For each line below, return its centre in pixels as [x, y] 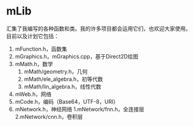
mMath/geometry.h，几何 [56, 71]
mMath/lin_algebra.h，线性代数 [62, 86]
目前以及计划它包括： [33, 36]
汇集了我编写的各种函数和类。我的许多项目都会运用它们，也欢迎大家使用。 [99, 28]
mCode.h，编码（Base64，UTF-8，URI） [67, 101]
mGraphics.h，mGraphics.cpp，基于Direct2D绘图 [77, 56]
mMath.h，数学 [34, 64]
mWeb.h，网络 [33, 94]
